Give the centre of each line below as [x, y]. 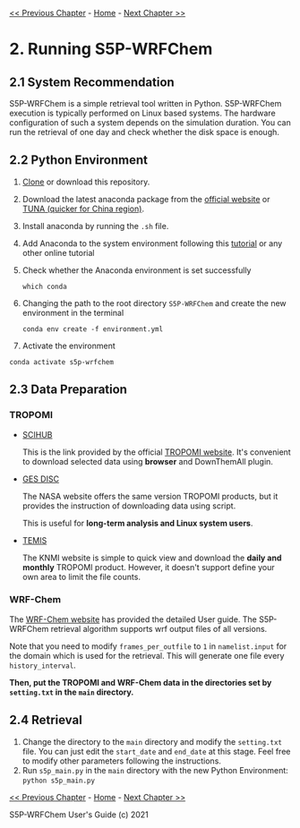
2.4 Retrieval [46, 720]
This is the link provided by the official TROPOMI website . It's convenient [156, 452]
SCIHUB [37, 434]
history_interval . [43, 665]
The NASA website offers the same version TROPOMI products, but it [150, 496]
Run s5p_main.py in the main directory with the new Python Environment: [155, 770]
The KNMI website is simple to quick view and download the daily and [152, 558]
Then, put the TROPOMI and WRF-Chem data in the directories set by [141, 682]
